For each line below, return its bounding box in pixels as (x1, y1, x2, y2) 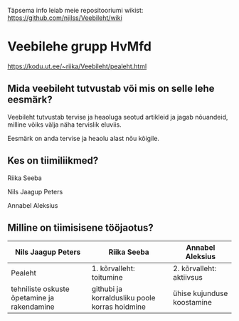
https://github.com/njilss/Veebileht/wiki (7, 14, 122, 22)
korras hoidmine (91, 302, 146, 312)
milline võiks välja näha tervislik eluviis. (7, 120, 122, 129)
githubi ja (91, 284, 123, 294)
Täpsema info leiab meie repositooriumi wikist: (7, 6, 144, 14)
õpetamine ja (11, 293, 55, 303)
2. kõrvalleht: (173, 263, 217, 273)
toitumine (91, 273, 123, 283)
